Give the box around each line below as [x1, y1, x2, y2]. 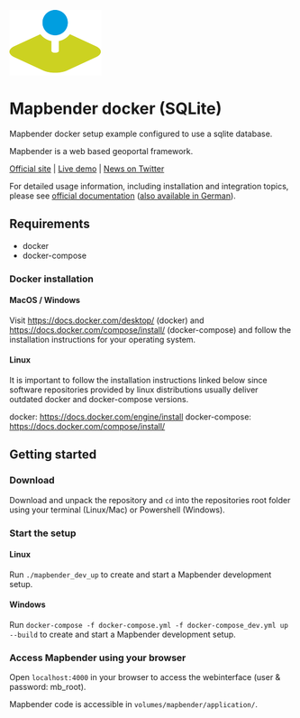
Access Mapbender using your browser [9, 651, 186, 664]
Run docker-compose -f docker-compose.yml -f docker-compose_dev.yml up [9, 620, 288, 631]
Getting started [9, 447, 97, 463]
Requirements [9, 216, 90, 232]
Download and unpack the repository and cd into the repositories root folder [9, 494, 291, 505]
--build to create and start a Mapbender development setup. [9, 629, 236, 640]
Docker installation [9, 272, 95, 285]
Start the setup [9, 527, 77, 539]
